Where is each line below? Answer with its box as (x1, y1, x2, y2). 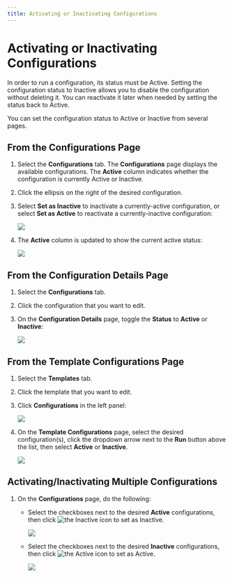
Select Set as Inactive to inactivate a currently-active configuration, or (17, 202, 220, 210)
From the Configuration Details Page (7, 269, 169, 281)
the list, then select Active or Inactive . (17, 443, 128, 451)
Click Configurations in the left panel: (17, 401, 127, 409)
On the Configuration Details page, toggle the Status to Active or (17, 315, 208, 323)
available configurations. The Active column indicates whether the (17, 168, 209, 176)
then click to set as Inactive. (27, 515, 165, 524)
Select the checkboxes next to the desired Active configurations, (27, 507, 215, 517)
